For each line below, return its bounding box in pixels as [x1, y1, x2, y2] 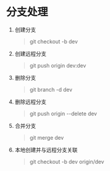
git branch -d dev [29, 86, 73, 93]
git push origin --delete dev [29, 110, 97, 117]
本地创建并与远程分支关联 [14, 146, 78, 153]
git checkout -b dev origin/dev [29, 158, 105, 165]
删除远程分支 [14, 98, 46, 105]
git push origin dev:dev [29, 62, 86, 69]
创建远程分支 [14, 50, 46, 57]
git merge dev [29, 134, 64, 141]
